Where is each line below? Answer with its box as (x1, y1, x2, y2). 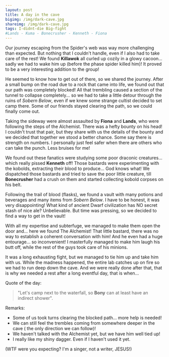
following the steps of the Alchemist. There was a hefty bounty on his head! (5, 123, 162, 129)
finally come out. (5, 108, 40, 114)
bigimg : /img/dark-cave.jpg (5, 17, 65, 22)
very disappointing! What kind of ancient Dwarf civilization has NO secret (5, 202, 158, 208)
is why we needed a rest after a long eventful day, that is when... (5, 270, 139, 276)
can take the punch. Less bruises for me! (5, 145, 90, 151)
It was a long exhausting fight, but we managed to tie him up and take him (5, 254, 159, 260)
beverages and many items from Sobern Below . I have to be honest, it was (5, 197, 160, 203)
